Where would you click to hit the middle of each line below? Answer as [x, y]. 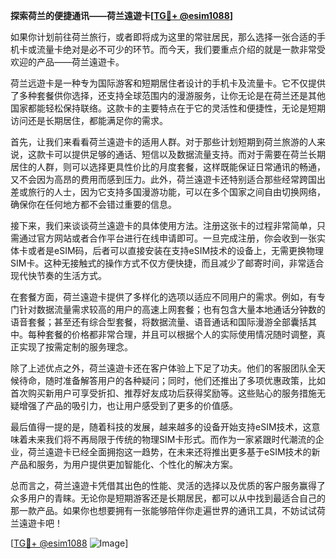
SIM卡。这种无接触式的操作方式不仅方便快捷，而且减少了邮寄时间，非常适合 [167, 263]
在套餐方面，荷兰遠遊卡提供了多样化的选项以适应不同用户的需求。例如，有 [163, 297]
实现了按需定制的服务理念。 [75, 347]
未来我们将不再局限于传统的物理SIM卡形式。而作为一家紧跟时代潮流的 [171, 439]
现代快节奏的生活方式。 [58, 275]
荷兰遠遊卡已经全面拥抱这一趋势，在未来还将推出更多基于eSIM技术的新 [174, 452]
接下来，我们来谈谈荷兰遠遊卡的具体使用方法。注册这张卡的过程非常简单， [163, 225]
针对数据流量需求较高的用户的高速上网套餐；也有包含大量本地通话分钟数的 [172, 309]
